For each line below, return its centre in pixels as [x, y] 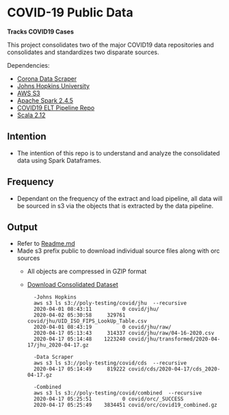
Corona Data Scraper [47, 78]
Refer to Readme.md [46, 244]
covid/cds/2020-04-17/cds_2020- [174, 369]
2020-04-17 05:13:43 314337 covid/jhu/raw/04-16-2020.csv [124, 334]
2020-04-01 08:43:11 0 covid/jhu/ [96, 310]
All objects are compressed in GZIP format [87, 271]
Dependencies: [28, 65]
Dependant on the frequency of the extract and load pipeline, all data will [120, 198]
